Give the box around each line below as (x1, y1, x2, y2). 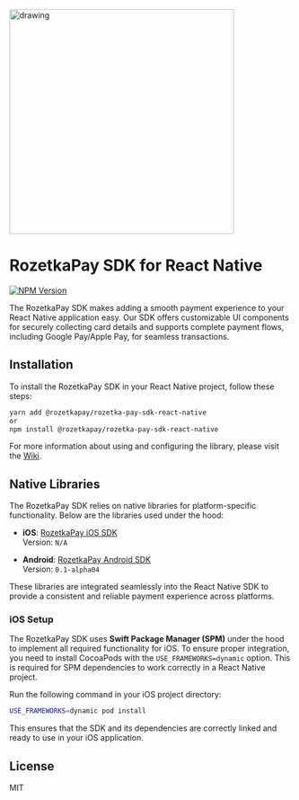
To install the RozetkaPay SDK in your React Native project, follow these (9, 381, 275, 392)
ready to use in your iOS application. (9, 733, 144, 743)
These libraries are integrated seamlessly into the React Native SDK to (9, 582, 269, 592)
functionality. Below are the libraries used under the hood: (9, 510, 224, 520)
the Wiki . (9, 450, 42, 461)
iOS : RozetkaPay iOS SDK (22, 528, 119, 538)
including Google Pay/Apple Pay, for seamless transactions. (9, 331, 230, 342)
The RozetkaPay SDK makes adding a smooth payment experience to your (9, 302, 285, 313)
